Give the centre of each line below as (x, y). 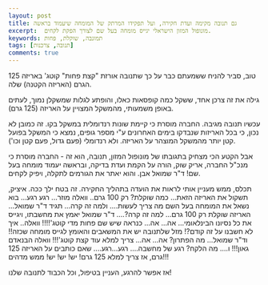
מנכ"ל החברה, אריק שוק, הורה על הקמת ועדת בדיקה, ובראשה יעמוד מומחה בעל (128, 165)
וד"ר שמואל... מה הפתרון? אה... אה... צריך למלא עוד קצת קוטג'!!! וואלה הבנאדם (128, 240)
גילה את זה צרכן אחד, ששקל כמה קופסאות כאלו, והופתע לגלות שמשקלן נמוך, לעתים (134, 100)
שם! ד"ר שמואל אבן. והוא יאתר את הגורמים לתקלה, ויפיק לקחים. (104, 173)
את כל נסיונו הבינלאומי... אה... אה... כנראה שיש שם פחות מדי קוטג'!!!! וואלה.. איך (130, 223)
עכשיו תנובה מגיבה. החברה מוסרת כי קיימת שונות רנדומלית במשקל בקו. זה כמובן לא (134, 124)
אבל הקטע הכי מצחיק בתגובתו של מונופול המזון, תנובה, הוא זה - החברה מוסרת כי (131, 156)
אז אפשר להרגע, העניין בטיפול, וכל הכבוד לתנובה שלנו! (90, 272)
